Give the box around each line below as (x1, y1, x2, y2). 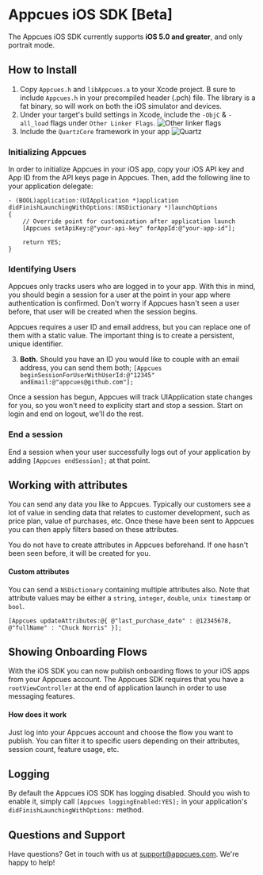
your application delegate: (8, 181, 93, 191)
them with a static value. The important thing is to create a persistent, (8, 331, 235, 341)
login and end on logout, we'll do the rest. (8, 409, 144, 418)
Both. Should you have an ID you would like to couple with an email (19, 355, 240, 364)
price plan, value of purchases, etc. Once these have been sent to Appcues (8, 516, 255, 526)
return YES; (22, 238, 62, 247)
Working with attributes (8, 479, 128, 492)
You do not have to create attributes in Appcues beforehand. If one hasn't (8, 540, 249, 549)
